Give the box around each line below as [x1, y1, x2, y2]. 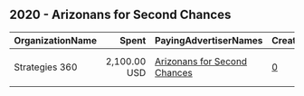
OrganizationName [14, 34, 98, 46]
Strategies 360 [14, 61, 78, 73]
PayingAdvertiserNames [155, 34, 263, 46]
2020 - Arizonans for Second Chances [9, 7, 232, 23]
